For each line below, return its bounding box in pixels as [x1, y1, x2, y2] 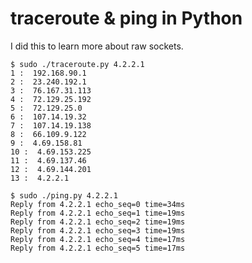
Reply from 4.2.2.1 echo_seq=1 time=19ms [10, 208, 186, 218]
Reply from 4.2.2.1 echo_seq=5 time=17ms [10, 243, 186, 253]
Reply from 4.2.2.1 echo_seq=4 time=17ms [10, 234, 186, 244]
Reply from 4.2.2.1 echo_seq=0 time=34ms [10, 199, 186, 209]
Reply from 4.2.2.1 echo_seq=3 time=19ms [10, 225, 186, 236]
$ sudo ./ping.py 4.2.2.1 [10, 190, 118, 201]
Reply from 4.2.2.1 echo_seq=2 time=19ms [10, 217, 186, 227]
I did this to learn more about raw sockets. [10, 40, 184, 52]
